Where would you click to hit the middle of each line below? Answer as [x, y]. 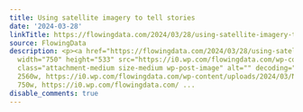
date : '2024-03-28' [46, 26]
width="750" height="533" [66, 60]
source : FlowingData [48, 43]
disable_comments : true [54, 93]
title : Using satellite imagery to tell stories [102, 18]
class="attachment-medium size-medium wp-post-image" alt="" [135, 69]
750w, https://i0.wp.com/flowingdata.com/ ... [106, 85]
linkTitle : [30, 34]
